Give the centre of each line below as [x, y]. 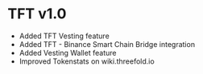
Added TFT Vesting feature [64, 36]
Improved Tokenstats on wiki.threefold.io [87, 61]
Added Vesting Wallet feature [68, 53]
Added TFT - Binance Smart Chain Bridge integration [107, 44]
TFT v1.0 [37, 14]
